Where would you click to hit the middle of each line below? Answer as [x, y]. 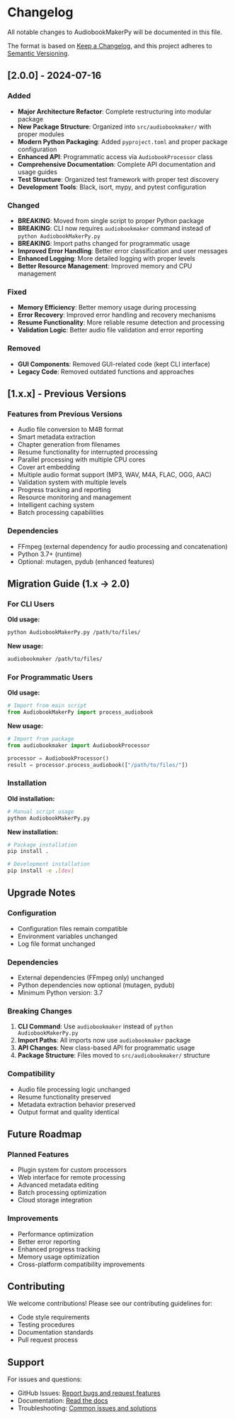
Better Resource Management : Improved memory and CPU [105, 266]
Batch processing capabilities [61, 513]
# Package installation [42, 845]
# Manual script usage [41, 811]
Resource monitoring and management [74, 497]
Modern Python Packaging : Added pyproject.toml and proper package [122, 141]
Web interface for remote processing [71, 1178]
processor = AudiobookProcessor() [58, 758]
